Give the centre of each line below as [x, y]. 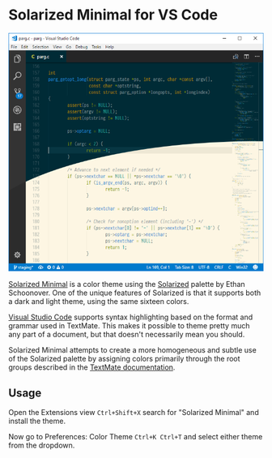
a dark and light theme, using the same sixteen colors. [99, 302]
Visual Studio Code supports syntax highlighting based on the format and [131, 317]
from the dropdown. [42, 445]
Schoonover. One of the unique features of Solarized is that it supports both [135, 293]
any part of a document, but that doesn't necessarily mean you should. [127, 335]
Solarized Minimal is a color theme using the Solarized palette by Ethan [127, 285]
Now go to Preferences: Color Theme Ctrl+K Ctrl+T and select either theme [136, 437]
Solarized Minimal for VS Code [113, 15]
